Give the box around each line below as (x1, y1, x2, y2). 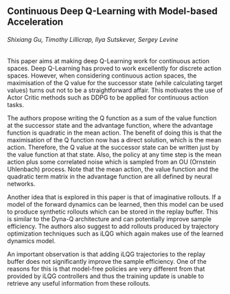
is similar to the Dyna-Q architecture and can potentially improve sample (7, 214, 211, 223)
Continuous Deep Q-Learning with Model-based (7, 5, 218, 17)
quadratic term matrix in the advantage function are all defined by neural (7, 172, 213, 181)
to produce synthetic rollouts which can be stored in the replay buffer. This (7, 207, 218, 216)
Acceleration (7, 16, 64, 28)
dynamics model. (7, 236, 56, 245)
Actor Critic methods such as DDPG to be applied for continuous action (7, 93, 209, 102)
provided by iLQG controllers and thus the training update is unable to (7, 271, 205, 280)
